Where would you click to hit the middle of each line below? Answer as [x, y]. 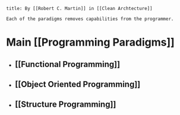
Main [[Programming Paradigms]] [91, 42]
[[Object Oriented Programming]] [78, 84]
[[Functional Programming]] [67, 64]
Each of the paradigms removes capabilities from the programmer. [90, 19]
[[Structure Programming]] [65, 105]
